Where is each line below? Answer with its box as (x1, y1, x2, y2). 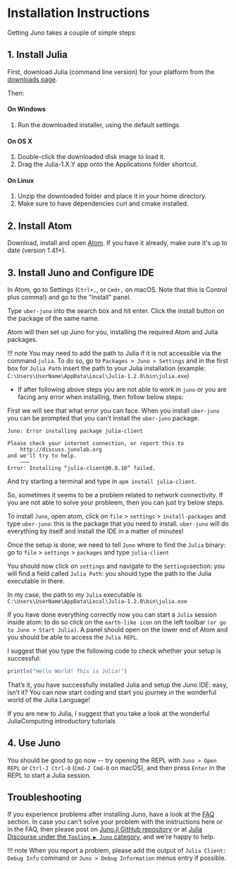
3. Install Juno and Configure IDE (7, 266, 154, 278)
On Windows (7, 105, 46, 114)
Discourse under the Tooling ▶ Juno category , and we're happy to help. (7, 832, 216, 841)
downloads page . (7, 75, 58, 83)
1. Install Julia (7, 49, 68, 61)
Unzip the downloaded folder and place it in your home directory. (17, 192, 207, 201)
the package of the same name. (7, 314, 100, 322)
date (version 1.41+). (7, 246, 67, 255)
